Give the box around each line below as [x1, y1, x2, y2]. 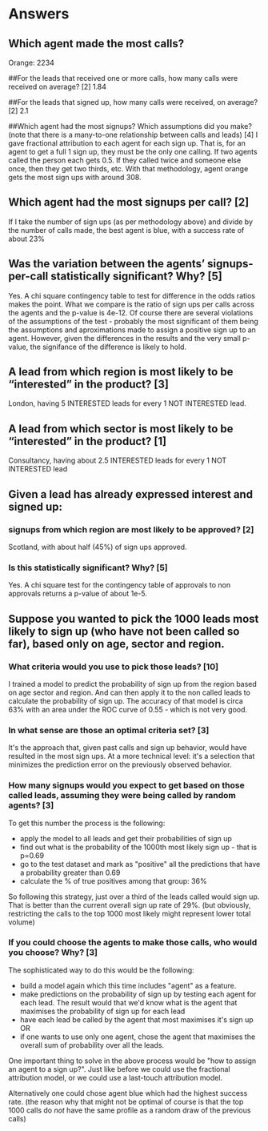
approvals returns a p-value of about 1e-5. [8, 589, 148, 599]
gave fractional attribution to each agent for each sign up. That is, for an [8, 138, 246, 148]
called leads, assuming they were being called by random [8, 790, 236, 801]
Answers [8, 5, 70, 23]
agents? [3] [8, 800, 54, 811]
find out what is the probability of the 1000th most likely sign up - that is [19, 842, 258, 852]
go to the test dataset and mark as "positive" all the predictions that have [19, 859, 261, 868]
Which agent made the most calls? [8, 37, 185, 50]
